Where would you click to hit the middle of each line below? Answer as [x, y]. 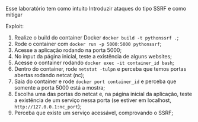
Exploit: [15, 26]
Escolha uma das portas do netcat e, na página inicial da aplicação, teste [103, 94]
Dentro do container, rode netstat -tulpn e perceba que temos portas [100, 69]
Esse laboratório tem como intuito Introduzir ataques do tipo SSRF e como [96, 9]
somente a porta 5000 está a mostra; [60, 88]
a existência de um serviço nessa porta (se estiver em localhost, [92, 100]
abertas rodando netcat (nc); [49, 75]
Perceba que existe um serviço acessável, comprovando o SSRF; [93, 113]
